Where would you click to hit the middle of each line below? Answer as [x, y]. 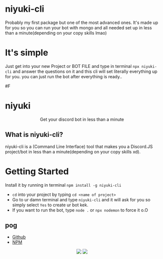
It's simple [27, 53]
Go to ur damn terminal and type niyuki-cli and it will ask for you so [81, 199]
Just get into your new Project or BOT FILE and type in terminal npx [72, 66]
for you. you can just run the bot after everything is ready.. [64, 76]
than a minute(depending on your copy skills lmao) [56, 33]
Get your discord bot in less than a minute [82, 119]
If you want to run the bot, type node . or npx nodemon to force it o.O [80, 210]
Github [19, 237]
